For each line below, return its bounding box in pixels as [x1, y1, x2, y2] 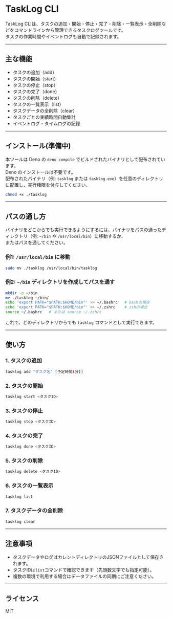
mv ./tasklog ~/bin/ [5, 295, 50, 300]
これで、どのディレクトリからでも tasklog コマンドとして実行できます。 [5, 319, 157, 325]
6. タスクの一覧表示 [5, 482, 54, 489]
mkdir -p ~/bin [5, 290, 38, 296]
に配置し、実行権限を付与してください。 [5, 182, 91, 188]
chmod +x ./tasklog [5, 192, 47, 197]
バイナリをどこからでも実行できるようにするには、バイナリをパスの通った [5, 227, 162, 233]
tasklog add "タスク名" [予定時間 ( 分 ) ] [5, 369, 83, 374]
